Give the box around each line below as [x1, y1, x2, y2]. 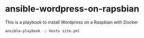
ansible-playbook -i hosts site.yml [5, 28, 80, 33]
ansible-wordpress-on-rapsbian [5, 3, 140, 14]
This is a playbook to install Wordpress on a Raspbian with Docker [5, 19, 138, 25]
